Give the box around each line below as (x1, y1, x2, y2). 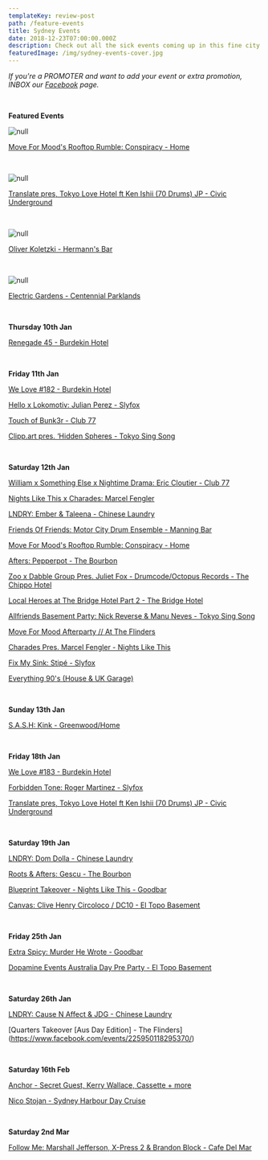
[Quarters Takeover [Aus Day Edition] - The (8, 1025, 152, 1035)
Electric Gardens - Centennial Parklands (8, 291, 141, 300)
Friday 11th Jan (8, 369, 59, 378)
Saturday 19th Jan (8, 838, 71, 847)
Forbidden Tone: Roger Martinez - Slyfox (8, 783, 144, 792)
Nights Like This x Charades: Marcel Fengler (8, 494, 155, 503)
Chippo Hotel (8, 580, 52, 590)
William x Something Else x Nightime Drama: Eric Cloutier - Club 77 (8, 478, 230, 487)
